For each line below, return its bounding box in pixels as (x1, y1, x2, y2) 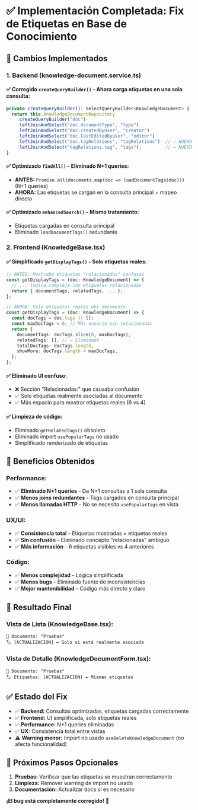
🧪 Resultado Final (6, 602, 72, 613)
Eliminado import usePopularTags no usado (14, 433, 119, 440)
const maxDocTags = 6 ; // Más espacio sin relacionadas (11, 321, 152, 327)
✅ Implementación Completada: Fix (6, 4, 184, 18)
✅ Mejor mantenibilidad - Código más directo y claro (14, 585, 146, 592)
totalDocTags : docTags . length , (17, 343, 94, 349)
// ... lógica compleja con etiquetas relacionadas (11, 282, 142, 288)
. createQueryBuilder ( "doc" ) (17, 117, 86, 123)
